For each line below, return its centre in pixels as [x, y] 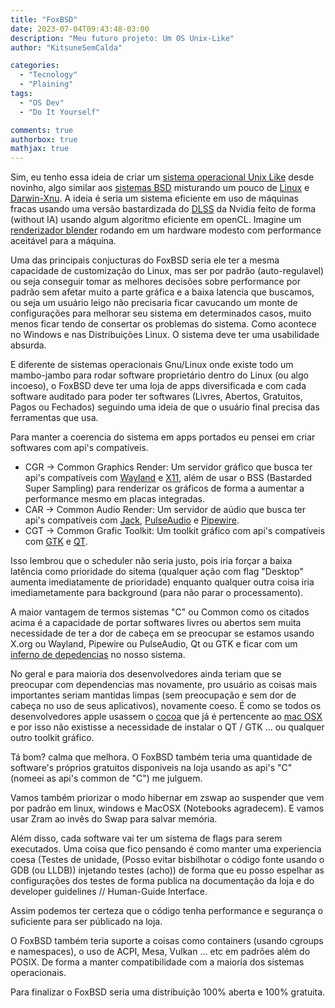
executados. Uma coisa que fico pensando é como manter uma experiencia [166, 849]
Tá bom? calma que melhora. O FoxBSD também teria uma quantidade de [161, 757]
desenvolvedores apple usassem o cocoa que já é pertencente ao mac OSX [166, 717]
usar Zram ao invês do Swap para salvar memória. [114, 819]
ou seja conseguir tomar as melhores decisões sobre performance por [155, 282]
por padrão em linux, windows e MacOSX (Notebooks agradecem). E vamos [167, 808]
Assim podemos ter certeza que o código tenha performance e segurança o [167, 911]
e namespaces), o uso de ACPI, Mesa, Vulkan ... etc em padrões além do [160, 952]
